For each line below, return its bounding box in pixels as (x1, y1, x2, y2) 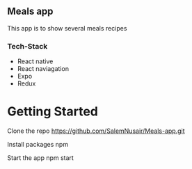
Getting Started (7, 104, 99, 120)
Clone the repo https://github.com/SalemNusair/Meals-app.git (7, 127, 185, 135)
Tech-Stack (7, 41, 48, 51)
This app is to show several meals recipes (7, 24, 127, 32)
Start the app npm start (7, 154, 74, 162)
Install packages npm (7, 140, 68, 149)
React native (17, 57, 54, 65)
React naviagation (17, 65, 70, 73)
